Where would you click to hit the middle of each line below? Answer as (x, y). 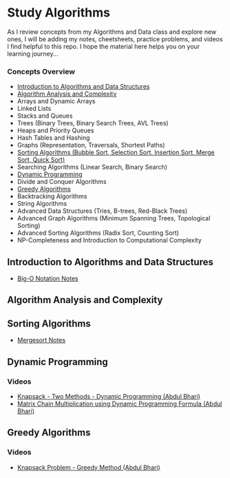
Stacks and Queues (45, 116)
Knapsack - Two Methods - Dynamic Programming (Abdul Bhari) (109, 396)
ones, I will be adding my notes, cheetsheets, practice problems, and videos (115, 39)
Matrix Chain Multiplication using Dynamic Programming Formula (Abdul (119, 404)
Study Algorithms (59, 13)
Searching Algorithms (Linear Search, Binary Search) (92, 167)
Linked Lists (34, 109)
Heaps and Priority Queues (55, 131)
